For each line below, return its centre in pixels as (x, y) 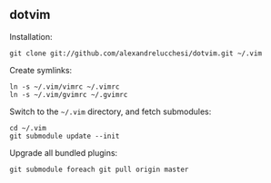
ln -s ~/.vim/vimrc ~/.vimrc (65, 87)
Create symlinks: (41, 70)
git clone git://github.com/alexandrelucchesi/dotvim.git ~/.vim (135, 53)
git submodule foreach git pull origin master (99, 169)
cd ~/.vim (28, 128)
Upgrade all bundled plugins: (64, 152)
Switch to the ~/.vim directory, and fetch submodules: (110, 111)
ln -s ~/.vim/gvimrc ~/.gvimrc (69, 94)
